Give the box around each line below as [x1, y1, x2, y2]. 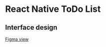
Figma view [5, 36, 29, 42]
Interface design [5, 23, 58, 32]
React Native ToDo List [5, 3, 101, 15]
